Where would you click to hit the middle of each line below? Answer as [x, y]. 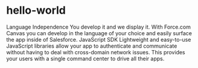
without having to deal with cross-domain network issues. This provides [96, 52]
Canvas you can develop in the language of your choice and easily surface [99, 33]
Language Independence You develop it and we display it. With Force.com [99, 27]
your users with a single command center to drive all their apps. [85, 58]
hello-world [36, 10]
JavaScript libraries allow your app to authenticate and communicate [92, 46]
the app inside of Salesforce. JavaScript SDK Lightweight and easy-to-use [99, 39]
